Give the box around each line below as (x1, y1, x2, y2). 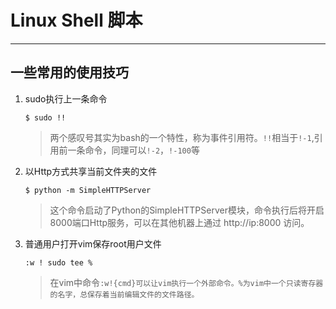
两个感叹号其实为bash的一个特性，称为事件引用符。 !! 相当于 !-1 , (49, 131, 315, 143)
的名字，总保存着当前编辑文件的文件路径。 (49, 289, 200, 300)
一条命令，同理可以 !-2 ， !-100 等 (67, 144, 200, 156)
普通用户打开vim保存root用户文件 (24, 237, 162, 250)
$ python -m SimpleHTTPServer (24, 185, 152, 195)
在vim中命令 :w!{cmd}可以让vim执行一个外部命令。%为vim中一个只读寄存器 (49, 276, 324, 288)
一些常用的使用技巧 (10, 64, 129, 81)
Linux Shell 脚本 (10, 9, 143, 32)
